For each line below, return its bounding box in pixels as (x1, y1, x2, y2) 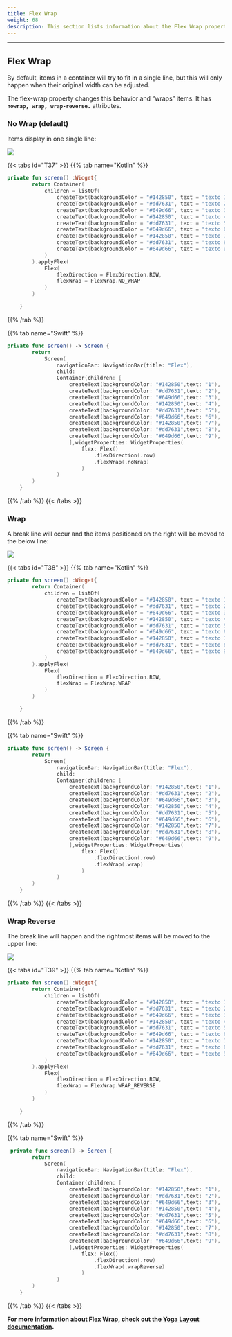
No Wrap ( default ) (7, 119, 69, 129)
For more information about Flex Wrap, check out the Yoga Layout (7, 1315, 200, 1323)
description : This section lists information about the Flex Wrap (7, 23, 202, 30)
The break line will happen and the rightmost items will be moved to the (7, 932, 211, 941)
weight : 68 (7, 17, 39, 24)
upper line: (7, 940, 38, 948)
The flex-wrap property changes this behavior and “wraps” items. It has (7, 94, 212, 103)
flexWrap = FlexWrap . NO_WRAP (56, 278, 140, 285)
